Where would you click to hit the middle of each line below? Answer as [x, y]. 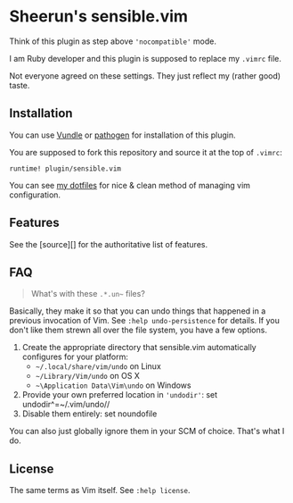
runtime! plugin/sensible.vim [65, 168]
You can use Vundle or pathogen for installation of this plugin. [122, 135]
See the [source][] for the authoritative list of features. [108, 244]
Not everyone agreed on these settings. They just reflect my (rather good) [145, 75]
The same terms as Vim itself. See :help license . [100, 490]
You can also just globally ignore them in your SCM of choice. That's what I [147, 432]
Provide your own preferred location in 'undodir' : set [120, 395]
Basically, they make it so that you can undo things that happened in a [138, 311]
